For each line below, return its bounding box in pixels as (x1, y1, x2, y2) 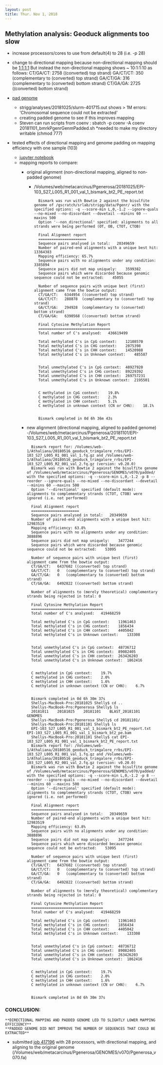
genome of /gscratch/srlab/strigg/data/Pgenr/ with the (34, 203, 150, 208)
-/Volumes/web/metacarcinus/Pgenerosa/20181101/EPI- (26, 430, 139, 436)
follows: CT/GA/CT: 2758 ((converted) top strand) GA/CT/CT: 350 (12, 70, 144, 76)
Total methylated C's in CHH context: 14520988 (38, 348, 144, 353)
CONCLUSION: (5, 1006, 41, 1013)
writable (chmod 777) (19, 130, 63, 137)
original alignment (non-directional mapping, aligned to (26, 169, 137, 175)
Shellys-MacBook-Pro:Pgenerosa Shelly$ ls (31, 705, 119, 710)
